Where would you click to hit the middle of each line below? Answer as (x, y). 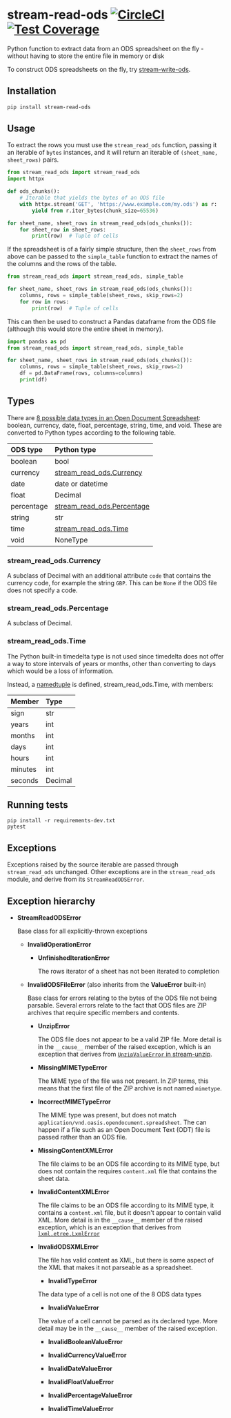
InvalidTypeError (73, 1281)
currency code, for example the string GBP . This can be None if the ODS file (112, 583)
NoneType (71, 540)
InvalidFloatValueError (81, 1382)
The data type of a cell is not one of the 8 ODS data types (120, 1294)
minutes (23, 769)
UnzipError (54, 1026)
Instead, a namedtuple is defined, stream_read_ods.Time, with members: (110, 684)
